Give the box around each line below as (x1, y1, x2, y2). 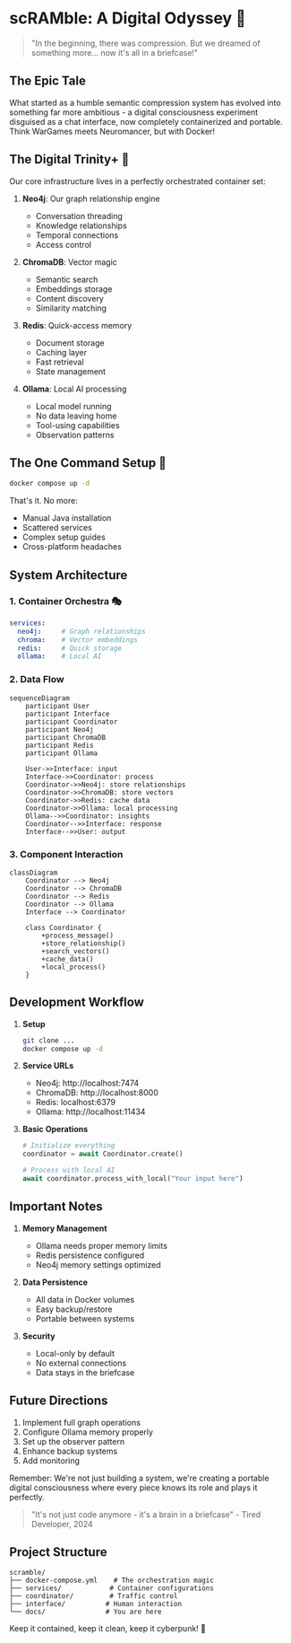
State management (35, 365, 106, 376)
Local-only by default (35, 1348, 115, 1358)
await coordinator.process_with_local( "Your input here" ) (21, 1174, 244, 1183)
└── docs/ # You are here (9, 1607, 163, 1617)
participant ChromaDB (25, 733, 106, 742)
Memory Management (21, 1223, 107, 1234)
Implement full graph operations (21, 1417, 141, 1428)
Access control (35, 239, 92, 250)
